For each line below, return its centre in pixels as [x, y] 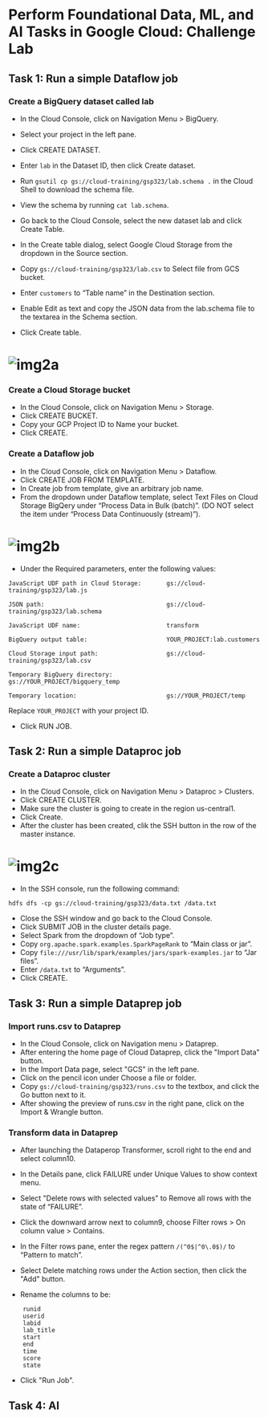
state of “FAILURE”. [51, 1207]
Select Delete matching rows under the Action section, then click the [133, 1270]
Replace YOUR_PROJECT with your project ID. [79, 710]
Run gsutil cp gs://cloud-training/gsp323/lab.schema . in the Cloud [136, 181]
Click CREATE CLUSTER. [61, 800]
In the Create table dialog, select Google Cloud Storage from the [126, 244]
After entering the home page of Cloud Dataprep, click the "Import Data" [140, 1052]
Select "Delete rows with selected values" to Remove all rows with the [136, 1198]
